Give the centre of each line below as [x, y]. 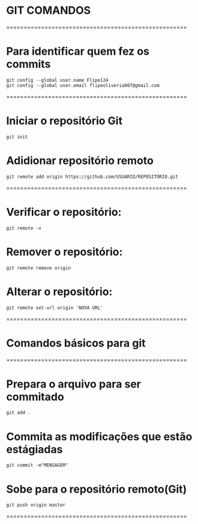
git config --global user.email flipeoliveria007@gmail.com [83, 85]
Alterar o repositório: [59, 291]
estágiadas [34, 449]
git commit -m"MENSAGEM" [37, 465]
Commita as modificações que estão [99, 437]
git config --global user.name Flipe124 [58, 80]
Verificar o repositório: [64, 212]
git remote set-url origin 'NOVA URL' [55, 308]
